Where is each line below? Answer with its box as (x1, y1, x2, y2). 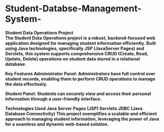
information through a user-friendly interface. (5, 96, 102, 101)
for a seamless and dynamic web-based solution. (5, 121, 109, 127)
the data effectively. (5, 81, 48, 87)
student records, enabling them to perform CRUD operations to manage (5, 76, 156, 82)
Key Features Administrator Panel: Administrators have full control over (5, 70, 156, 76)
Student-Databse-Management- (5, 3, 142, 14)
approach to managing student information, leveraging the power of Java (5, 116, 160, 122)
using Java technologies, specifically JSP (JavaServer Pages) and (5, 45, 145, 51)
